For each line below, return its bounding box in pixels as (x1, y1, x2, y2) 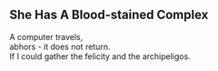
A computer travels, (9, 31, 84, 42)
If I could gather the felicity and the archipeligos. (9, 50, 191, 62)
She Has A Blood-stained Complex (9, 7, 209, 23)
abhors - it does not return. (9, 41, 111, 52)
